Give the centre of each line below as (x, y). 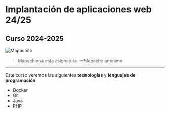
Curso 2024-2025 (35, 39)
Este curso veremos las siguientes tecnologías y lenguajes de (70, 75)
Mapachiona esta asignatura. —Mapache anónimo (70, 61)
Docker (20, 90)
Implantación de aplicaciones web (78, 9)
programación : (21, 80)
